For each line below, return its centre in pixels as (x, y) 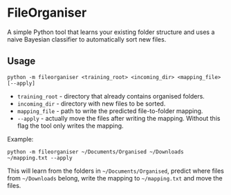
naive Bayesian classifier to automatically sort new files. (87, 39)
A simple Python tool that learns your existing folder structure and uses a (111, 32)
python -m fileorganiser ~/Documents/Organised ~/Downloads (96, 152)
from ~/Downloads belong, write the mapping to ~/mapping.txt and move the (115, 178)
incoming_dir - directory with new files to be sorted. (91, 103)
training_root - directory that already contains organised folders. (111, 96)
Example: (20, 139)
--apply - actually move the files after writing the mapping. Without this (119, 118)
